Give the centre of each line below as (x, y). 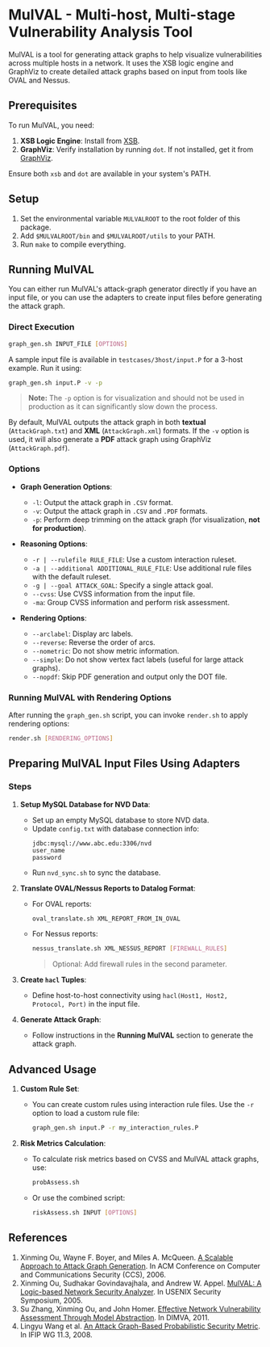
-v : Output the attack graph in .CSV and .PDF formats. (120, 511)
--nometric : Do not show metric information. (106, 650)
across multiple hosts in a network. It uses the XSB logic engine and (121, 63)
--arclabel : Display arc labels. (83, 634)
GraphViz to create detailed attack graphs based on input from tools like (128, 71)
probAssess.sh (56, 1183)
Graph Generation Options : (66, 486)
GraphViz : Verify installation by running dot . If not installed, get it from (137, 149)
